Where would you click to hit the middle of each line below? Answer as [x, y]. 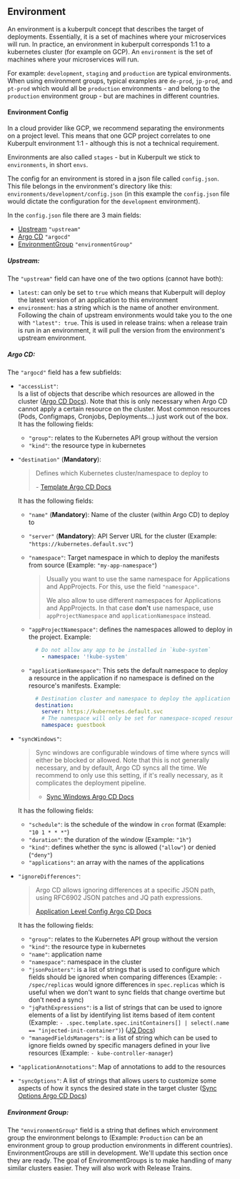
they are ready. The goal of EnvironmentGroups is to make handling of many [120, 1160]
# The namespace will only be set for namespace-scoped [126, 718]
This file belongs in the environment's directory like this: [90, 186]
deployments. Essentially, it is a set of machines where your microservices [117, 36]
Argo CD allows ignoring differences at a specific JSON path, [125, 890]
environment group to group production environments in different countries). [120, 1145]
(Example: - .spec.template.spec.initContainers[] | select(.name [129, 1023]
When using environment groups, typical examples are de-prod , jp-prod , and [120, 81]
